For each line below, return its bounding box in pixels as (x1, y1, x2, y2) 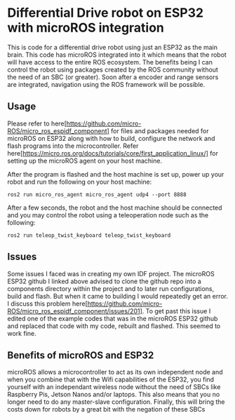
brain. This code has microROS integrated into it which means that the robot (7, 50, 227, 59)
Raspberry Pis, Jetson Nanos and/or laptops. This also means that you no (7, 391, 220, 399)
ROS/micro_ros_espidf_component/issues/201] (7, 306, 142, 315)
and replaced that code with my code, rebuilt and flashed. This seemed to (7, 321, 221, 330)
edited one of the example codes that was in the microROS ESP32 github (7, 314, 218, 323)
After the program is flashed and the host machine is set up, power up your (7, 170, 224, 178)
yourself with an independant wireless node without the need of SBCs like (7, 383, 221, 391)
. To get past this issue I (142, 306, 211, 315)
